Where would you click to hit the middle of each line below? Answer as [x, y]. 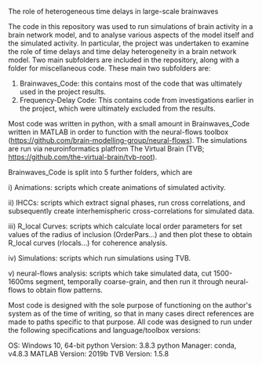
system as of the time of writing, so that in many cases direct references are [131, 314]
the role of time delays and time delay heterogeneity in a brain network [122, 51]
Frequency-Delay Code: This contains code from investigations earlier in [136, 100]
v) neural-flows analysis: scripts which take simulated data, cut [110, 273]
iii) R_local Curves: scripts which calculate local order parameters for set [125, 226]
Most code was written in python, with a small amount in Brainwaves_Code [129, 124]
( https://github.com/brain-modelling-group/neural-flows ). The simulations [127, 140]
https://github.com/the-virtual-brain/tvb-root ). [83, 157]
